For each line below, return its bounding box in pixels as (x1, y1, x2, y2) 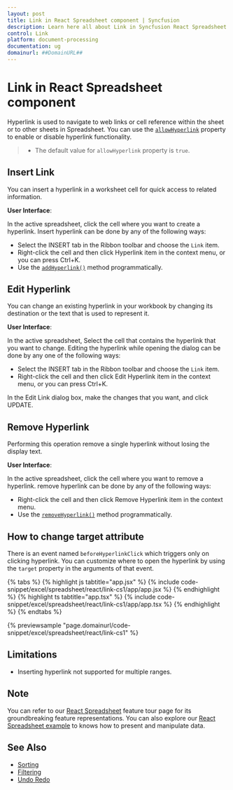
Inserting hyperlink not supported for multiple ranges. (17, 667, 172, 676)
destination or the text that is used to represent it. (7, 309, 150, 318)
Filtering (17, 768, 42, 776)
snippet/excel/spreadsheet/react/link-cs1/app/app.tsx (7, 600, 162, 608)
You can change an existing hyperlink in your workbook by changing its (7, 302, 213, 311)
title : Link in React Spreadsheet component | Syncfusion (7, 17, 180, 24)
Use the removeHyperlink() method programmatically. (17, 510, 173, 519)
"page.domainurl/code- (62, 621, 131, 629)
